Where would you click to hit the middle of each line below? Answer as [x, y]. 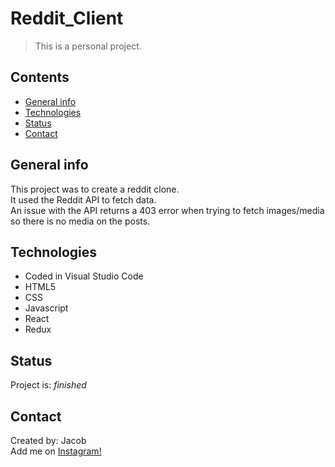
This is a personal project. [88, 46]
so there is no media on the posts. [80, 221]
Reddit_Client [67, 18]
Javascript [46, 308]
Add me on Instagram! [56, 451]
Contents [40, 77]
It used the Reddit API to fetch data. [83, 199]
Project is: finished [48, 385]
